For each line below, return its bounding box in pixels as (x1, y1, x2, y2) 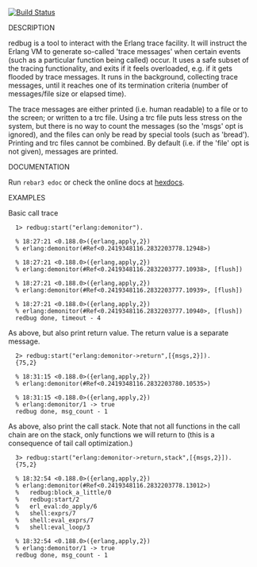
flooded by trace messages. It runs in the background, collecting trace (8, 72, 238, 81)
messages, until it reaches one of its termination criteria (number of (8, 80, 228, 90)
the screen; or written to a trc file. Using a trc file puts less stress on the (8, 113, 243, 122)
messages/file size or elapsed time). (8, 89, 127, 99)
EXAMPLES (8, 193, 46, 202)
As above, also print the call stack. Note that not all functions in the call (8, 421, 240, 431)
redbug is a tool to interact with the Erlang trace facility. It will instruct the (8, 38, 247, 48)
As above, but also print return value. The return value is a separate (8, 328, 228, 337)
